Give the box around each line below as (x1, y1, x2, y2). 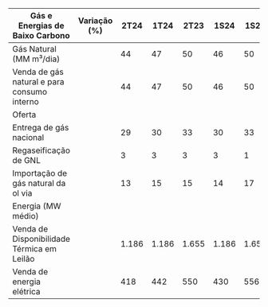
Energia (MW (12, 200, 61, 212)
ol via (12, 188, 33, 198)
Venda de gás (12, 67, 64, 77)
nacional (12, 132, 45, 142)
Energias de (18, 20, 65, 31)
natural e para (12, 76, 65, 87)
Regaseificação (12, 145, 70, 156)
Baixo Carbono (12, 30, 70, 41)
